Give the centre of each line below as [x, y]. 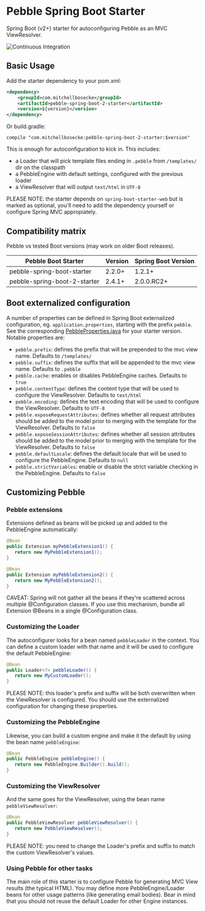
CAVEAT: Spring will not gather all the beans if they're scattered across [96, 598]
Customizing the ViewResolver [53, 786]
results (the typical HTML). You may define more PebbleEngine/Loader [95, 888]
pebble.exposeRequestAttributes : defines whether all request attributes [105, 414]
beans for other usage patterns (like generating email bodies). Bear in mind [101, 895]
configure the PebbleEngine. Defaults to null [72, 460]
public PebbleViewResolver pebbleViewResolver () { [72, 823]
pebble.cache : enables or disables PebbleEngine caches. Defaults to [101, 375]
